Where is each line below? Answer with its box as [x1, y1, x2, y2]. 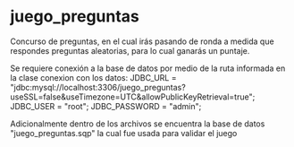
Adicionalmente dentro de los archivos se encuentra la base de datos [10, 118, 265, 129]
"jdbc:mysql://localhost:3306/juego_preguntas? [10, 82, 186, 92]
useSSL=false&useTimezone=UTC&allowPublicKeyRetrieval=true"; [10, 91, 256, 102]
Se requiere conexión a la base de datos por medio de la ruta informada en [10, 63, 286, 73]
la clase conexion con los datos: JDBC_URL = [10, 72, 177, 82]
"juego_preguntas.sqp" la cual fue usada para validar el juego [10, 127, 238, 138]
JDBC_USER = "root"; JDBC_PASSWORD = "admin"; [10, 100, 202, 111]
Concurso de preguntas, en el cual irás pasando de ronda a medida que [10, 36, 275, 47]
